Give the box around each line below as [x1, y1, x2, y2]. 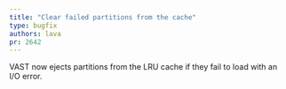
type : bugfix [9, 21, 58, 30]
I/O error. [9, 71, 43, 82]
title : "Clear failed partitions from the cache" [9, 12, 197, 22]
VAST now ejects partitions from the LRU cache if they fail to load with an [9, 62, 278, 72]
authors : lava [9, 29, 62, 38]
